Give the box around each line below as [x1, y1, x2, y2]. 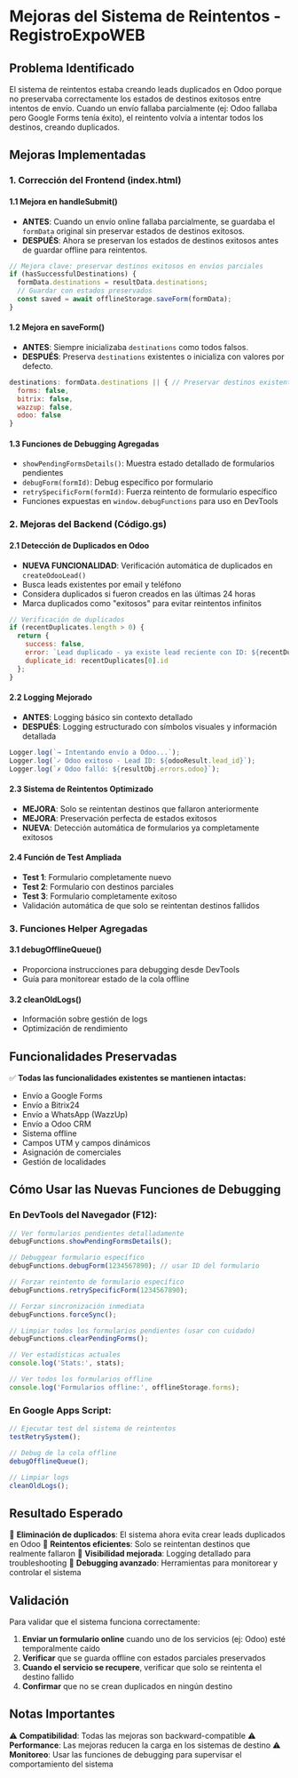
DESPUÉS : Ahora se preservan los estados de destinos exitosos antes [21, 235, 279, 245]
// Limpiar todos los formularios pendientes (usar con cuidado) [9, 1326, 255, 1335]
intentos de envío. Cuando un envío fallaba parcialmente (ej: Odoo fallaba [9, 103, 278, 113]
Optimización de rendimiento [21, 1023, 129, 1034]
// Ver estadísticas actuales [9, 1350, 122, 1359]
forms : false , [17, 386, 69, 395]
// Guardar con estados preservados [17, 286, 153, 295]
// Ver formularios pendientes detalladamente [9, 1229, 184, 1237]
